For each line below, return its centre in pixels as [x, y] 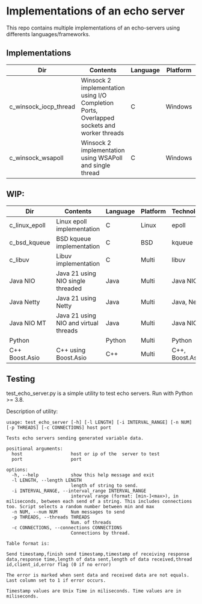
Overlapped [98, 117]
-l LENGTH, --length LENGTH [47, 481]
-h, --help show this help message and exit [83, 475]
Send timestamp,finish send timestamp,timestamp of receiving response [98, 554]
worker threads [103, 132]
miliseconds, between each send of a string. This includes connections [99, 502]
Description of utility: [32, 411]
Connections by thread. [100, 533]
